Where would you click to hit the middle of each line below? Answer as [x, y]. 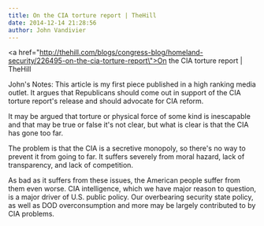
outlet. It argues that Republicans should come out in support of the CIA [125, 93]
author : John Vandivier [47, 30]
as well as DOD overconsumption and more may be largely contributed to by [132, 206]
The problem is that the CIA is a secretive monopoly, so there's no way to [127, 148]
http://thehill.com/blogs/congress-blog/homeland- [121, 53]
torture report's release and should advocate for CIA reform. [106, 101]
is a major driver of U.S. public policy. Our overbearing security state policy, [131, 197]
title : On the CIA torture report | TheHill [82, 15]
